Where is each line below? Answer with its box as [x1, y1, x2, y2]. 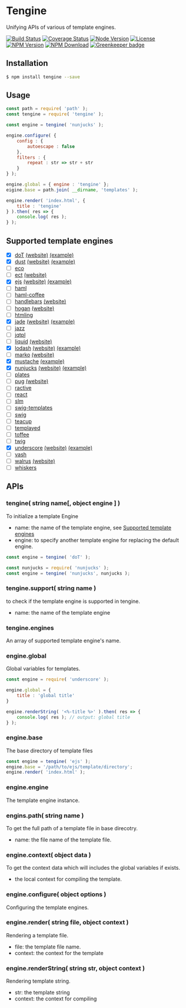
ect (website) [14, 271, 47, 278]
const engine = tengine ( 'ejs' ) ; [6, 758, 91, 764]
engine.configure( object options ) [6, 890, 107, 898]
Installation [6, 58, 48, 68]
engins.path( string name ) [6, 811, 84, 820]
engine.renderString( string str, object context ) [6, 964, 145, 972]
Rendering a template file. [6, 931, 69, 939]
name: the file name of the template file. [14, 836, 112, 843]
